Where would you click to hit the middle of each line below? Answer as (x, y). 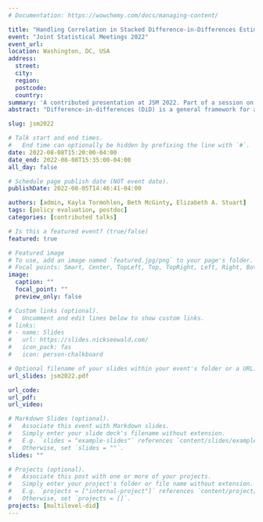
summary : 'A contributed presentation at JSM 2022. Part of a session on (131, 103)
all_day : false (33, 167)
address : (22, 59)
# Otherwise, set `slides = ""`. (66, 448)
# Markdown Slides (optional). (59, 419)
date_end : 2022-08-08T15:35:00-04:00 (70, 160)
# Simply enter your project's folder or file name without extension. (131, 484)
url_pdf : (22, 397)
